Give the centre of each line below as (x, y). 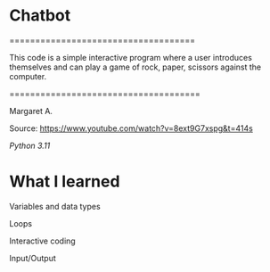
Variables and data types (55, 206)
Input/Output (33, 258)
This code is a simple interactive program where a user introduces (131, 57)
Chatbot (40, 16)
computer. (28, 76)
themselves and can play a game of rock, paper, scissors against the (135, 67)
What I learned (65, 181)
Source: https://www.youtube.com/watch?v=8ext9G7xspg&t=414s (131, 128)
